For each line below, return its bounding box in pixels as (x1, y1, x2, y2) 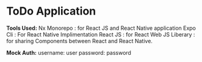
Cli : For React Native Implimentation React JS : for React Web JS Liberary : (6, 30, 195, 38)
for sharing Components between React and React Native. (6, 37, 153, 44)
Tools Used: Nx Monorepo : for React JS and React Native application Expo (6, 24, 197, 32)
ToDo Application (6, 4, 96, 18)
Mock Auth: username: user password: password (6, 49, 131, 56)
